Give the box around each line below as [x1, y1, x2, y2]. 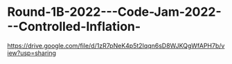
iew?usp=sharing [7, 49, 57, 57]
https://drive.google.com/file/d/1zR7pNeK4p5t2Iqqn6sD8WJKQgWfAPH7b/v [7, 41, 225, 50]
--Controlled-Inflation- [7, 19, 141, 34]
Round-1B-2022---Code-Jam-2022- [7, 4, 222, 20]
